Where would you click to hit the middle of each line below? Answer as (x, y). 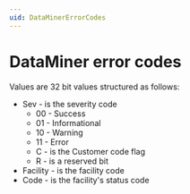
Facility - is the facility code (73, 170)
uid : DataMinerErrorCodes (57, 17)
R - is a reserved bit (72, 161)
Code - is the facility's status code (86, 180)
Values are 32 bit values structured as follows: (95, 87)
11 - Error (52, 142)
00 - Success (60, 114)
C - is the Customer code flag (91, 151)
